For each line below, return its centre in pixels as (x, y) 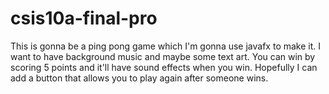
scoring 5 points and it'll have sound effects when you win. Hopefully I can (164, 67)
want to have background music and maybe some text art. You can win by (163, 56)
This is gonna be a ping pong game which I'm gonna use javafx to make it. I (166, 46)
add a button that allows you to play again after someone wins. (139, 78)
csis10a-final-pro (84, 18)
